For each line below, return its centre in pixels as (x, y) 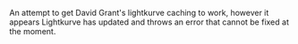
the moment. (33, 31)
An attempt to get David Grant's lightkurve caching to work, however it (139, 13)
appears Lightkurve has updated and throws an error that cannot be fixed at (149, 22)
